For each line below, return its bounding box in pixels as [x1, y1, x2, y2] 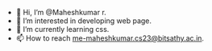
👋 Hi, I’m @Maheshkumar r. [15, 8, 106, 17]
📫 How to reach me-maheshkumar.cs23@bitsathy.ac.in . [15, 33, 204, 43]
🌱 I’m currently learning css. [15, 25, 110, 33]
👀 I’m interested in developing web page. [15, 16, 152, 25]
